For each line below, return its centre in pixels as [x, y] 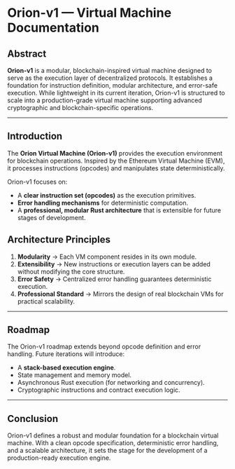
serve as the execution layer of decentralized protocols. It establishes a [110, 78]
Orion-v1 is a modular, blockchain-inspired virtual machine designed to [109, 70]
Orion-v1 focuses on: [37, 182]
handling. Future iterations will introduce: [66, 354]
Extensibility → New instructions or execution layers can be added [114, 264]
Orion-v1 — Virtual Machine [90, 13]
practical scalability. [46, 301]
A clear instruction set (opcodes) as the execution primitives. [107, 195]
